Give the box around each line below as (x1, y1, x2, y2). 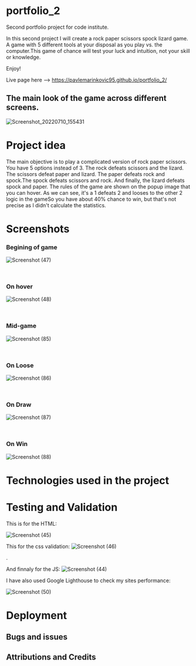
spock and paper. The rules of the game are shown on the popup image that (6, 183, 191, 190)
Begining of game (6, 243, 58, 251)
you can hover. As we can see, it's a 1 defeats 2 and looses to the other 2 (6, 189, 183, 196)
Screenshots (6, 222, 70, 235)
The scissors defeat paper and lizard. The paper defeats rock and (6, 170, 165, 177)
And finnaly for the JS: (6, 565, 60, 573)
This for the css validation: (6, 543, 70, 550)
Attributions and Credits (6, 652, 96, 662)
